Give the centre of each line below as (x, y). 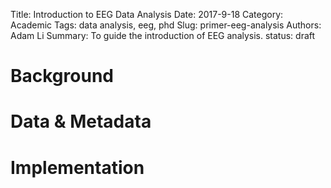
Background (62, 76)
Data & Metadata (81, 121)
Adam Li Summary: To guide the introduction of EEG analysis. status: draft (163, 35)
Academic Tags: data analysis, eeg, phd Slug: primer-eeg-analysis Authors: (166, 25)
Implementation (77, 167)
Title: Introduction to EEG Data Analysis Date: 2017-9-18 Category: (147, 14)
